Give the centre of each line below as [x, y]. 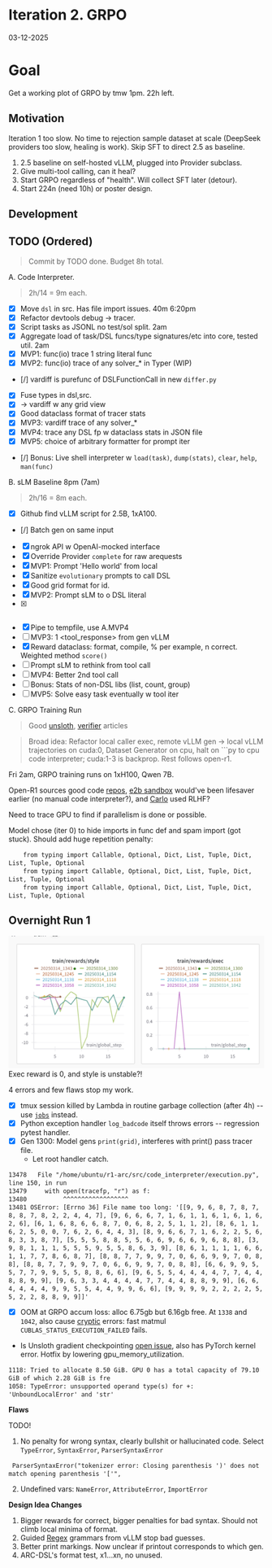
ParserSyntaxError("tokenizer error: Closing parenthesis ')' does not [136, 1466]
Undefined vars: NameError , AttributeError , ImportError [114, 1489]
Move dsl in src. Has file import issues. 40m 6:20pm [108, 308]
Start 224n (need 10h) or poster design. [86, 188]
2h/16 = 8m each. [58, 497]
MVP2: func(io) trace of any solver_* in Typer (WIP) [106, 363]
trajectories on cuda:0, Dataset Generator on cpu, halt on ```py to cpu [144, 749]
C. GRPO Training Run [45, 710]
